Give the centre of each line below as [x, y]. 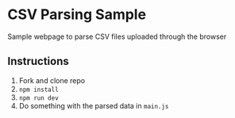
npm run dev [39, 98]
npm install [39, 89]
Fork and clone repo [52, 80]
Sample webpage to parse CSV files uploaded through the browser [117, 36]
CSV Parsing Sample [77, 15]
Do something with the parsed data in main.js [94, 105]
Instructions [38, 61]
